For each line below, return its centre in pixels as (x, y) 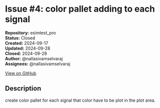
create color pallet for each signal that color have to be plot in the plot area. (80, 100)
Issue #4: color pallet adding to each (80, 9)
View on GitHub (21, 73)
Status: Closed (20, 38)
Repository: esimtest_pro (31, 33)
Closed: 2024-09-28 (26, 53)
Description (23, 89)
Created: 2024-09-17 (27, 43)
